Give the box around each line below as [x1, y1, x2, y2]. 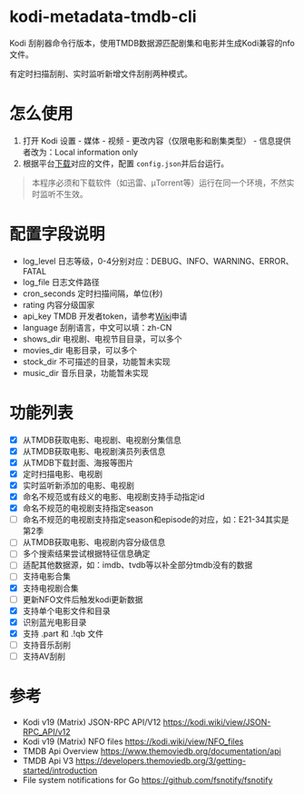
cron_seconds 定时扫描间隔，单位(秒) [22, 288, 163, 299]
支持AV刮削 [22, 650, 66, 661]
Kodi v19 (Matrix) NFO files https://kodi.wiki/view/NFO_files [22, 736, 244, 747]
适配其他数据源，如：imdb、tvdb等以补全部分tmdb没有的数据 [22, 560, 253, 571]
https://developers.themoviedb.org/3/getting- [75, 755, 247, 766]
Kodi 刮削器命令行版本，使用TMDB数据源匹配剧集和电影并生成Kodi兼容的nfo [9, 37, 295, 48]
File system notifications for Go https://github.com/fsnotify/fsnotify [22, 774, 273, 785]
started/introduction [22, 765, 98, 776]
